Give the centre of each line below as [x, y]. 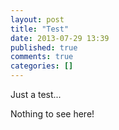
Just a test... [36, 94]
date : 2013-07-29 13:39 [60, 38]
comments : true [42, 57]
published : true [44, 47]
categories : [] [42, 66]
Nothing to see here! [52, 114]
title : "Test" [40, 29]
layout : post [37, 19]
